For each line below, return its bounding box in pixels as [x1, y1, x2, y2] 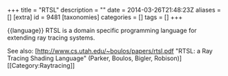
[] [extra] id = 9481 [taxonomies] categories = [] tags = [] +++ [7, 13, 183, 21]
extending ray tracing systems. [7, 34, 95, 42]
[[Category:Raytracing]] [7, 62, 75, 69]
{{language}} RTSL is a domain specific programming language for [7, 27, 197, 34]
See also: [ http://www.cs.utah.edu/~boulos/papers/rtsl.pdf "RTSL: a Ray [7, 47, 213, 55]
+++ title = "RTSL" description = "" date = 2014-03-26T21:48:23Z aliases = [7, 6, 221, 14]
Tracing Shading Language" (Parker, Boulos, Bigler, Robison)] [7, 54, 182, 62]
